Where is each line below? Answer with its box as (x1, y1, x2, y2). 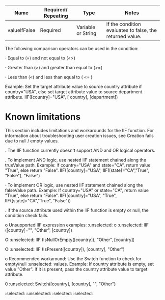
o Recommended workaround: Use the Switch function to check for (5, 255, 141, 262)
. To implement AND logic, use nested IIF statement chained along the (5, 157, 146, 163)
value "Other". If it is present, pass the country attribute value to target (5, 266, 148, 272)
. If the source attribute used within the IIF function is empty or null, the (5, 207, 149, 213)
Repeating (43, 12, 68, 19)
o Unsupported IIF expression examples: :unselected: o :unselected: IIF (5, 222, 149, 228)
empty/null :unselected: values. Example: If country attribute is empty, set (5, 261, 154, 267)
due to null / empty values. (5, 137, 59, 144)
